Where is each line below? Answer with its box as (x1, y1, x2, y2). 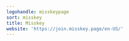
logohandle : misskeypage (6, 8, 69, 15)
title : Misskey (6, 20, 45, 26)
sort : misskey (6, 14, 43, 20)
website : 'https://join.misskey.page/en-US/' (6, 25, 124, 32)
